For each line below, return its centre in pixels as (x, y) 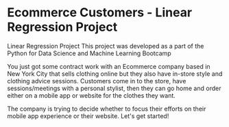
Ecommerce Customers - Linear (100, 13)
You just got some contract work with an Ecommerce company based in (109, 66)
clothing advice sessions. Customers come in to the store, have (97, 81)
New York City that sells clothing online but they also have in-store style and (115, 74)
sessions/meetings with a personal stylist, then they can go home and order (114, 88)
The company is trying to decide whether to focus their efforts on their (107, 109)
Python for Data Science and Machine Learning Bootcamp (89, 53)
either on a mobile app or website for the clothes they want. (92, 95)
